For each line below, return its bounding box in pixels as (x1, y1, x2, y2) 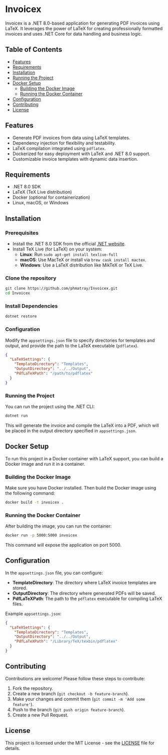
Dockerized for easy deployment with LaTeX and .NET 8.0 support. (12, 151, 150, 157)
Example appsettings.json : (5, 610, 62, 616)
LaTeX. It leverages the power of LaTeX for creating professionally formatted (5, 25, 163, 31)
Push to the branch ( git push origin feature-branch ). (12, 706, 125, 712)
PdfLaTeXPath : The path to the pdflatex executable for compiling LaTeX (12, 595, 162, 601)
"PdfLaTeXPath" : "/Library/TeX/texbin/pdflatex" (14, 639, 118, 644)
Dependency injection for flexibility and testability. (12, 140, 116, 146)
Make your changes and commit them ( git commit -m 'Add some (12, 696, 145, 702)
